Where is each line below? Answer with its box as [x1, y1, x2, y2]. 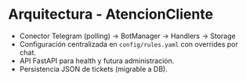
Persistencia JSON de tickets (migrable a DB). [19, 64, 168, 73]
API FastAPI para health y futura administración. [19, 56, 175, 65]
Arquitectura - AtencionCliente [8, 5, 214, 23]
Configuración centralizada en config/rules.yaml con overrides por [19, 39, 239, 48]
